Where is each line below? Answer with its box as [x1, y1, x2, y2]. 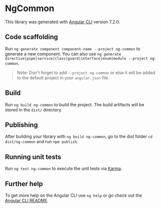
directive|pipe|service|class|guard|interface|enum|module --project [5, 56, 148, 61]
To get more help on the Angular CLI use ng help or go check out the [5, 193, 142, 198]
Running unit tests [5, 153, 61, 161]
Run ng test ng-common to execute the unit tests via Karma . [5, 165, 122, 172]
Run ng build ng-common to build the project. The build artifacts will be [5, 102, 145, 107]
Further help [5, 179, 44, 188]
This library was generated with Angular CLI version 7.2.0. [5, 19, 120, 25]
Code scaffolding [5, 33, 58, 41]
